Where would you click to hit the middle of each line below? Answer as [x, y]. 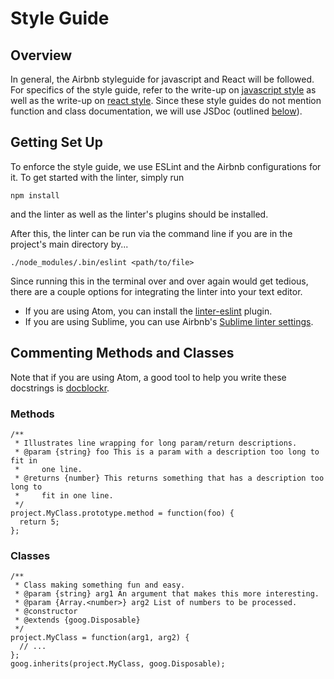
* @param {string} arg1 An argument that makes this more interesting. [167, 594]
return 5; [39, 522]
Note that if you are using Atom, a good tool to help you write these [148, 377]
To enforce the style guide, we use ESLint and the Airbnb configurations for [166, 166]
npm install [35, 195]
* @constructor [46, 612]
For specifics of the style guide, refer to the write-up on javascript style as [163, 90]
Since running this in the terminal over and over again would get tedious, [159, 281]
